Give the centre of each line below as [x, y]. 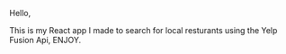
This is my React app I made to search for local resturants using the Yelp [143, 30]
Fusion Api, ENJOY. [45, 40]
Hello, [20, 13]
